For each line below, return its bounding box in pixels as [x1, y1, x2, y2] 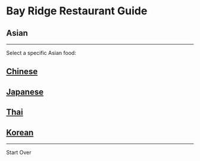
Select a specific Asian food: [6, 49, 76, 56]
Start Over [6, 148, 32, 156]
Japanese [6, 86, 43, 97]
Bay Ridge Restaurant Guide [6, 4, 148, 18]
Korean [6, 127, 34, 138]
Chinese [6, 67, 38, 77]
